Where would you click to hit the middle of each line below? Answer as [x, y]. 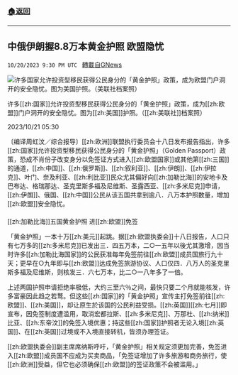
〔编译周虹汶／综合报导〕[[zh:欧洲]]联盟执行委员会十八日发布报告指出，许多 [119, 142]
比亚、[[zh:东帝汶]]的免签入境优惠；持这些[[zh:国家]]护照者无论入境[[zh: [113, 322]
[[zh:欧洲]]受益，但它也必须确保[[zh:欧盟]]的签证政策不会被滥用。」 [104, 364]
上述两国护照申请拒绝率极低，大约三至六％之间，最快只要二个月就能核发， [116, 287]
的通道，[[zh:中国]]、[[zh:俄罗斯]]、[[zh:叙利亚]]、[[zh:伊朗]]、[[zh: [106, 168]
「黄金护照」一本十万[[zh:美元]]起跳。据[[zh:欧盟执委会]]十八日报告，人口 [115, 237]
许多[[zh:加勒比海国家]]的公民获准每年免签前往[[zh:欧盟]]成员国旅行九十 [118, 254]
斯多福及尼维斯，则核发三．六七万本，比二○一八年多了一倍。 [97, 272]
